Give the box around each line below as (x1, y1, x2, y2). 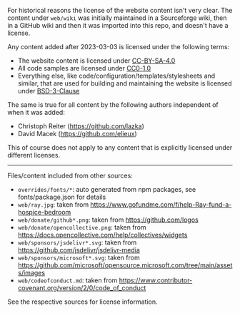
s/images (17, 269, 45, 277)
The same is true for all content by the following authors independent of (7, 101, 219, 109)
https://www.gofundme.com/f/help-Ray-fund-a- (90, 200, 232, 209)
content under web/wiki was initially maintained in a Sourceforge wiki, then (7, 14, 227, 22)
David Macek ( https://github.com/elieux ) (17, 130, 137, 138)
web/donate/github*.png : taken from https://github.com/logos (17, 215, 199, 224)
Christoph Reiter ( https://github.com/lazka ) (17, 122, 144, 130)
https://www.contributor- (119, 276, 193, 284)
